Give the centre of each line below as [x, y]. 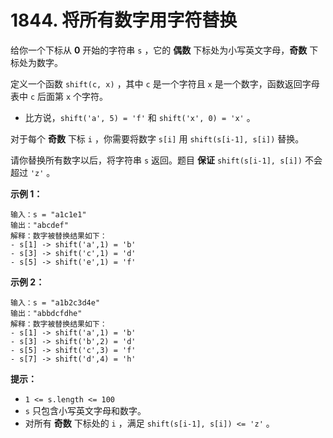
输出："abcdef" [39, 225]
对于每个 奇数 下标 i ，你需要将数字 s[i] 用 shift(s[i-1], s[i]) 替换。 [157, 138]
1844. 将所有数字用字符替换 [124, 20]
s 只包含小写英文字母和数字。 [85, 410]
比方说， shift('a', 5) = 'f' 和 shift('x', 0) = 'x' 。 [140, 117]
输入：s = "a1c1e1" [48, 214]
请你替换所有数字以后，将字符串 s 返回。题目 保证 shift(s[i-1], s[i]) [156, 160]
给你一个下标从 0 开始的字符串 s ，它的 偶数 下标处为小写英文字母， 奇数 [159, 50]
